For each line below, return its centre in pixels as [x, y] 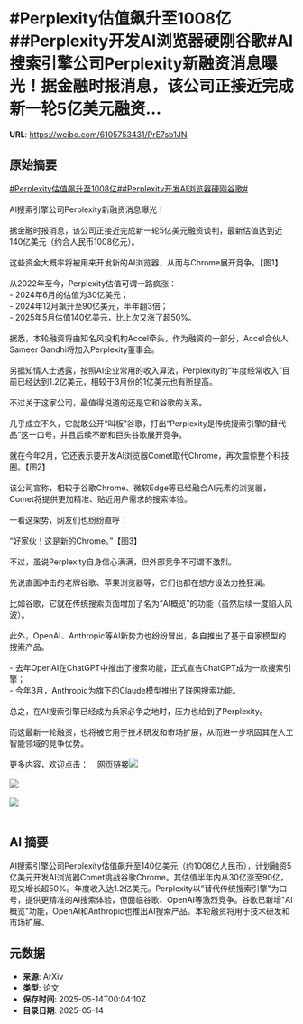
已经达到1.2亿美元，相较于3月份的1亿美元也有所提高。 [117, 381]
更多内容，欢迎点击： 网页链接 [69, 764]
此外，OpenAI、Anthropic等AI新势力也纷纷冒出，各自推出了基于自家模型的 [148, 635]
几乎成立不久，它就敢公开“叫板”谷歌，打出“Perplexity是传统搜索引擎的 [140, 423]
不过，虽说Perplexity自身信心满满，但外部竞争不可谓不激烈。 [123, 562]
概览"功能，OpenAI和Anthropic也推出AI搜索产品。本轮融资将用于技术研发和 [150, 911]
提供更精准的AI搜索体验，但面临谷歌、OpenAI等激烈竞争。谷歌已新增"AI [159, 899]
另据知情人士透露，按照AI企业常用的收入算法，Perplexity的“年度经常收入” [146, 370]
